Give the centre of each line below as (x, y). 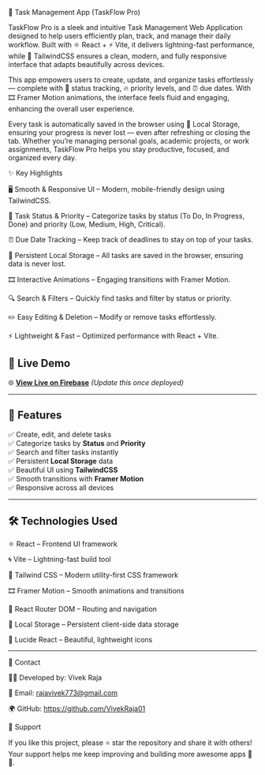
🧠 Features (35, 416)
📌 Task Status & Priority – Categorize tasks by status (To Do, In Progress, (127, 216)
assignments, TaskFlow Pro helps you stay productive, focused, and (119, 149)
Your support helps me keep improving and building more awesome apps (127, 754)
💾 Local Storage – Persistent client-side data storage (93, 624)
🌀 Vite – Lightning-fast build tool (60, 560)
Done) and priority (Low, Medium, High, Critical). (87, 224)
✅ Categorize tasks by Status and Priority (77, 443)
